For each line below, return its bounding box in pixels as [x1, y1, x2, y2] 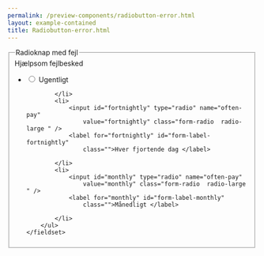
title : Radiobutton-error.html [7, 26, 111, 34]
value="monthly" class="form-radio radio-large [82, 180, 247, 188]
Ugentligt [38, 75, 69, 85]
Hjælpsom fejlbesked [14, 58, 84, 68]
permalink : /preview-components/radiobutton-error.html [7, 11, 195, 20]
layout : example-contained [7, 19, 96, 27]
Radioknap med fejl [15, 48, 78, 58]
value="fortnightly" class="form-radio [82, 118, 214, 126]
